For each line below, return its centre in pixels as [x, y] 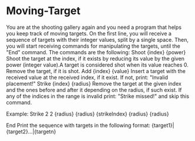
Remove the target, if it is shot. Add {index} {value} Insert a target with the [96, 71]
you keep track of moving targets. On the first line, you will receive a [89, 33]
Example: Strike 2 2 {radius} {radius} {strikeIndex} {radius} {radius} [87, 114]
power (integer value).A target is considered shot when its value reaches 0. [97, 65]
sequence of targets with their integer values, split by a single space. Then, [97, 40]
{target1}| [163, 125]
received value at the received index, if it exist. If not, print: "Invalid [87, 77]
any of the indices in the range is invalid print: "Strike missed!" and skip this [98, 96]
